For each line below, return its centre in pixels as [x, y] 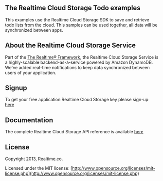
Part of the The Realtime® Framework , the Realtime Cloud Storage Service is [82, 57]
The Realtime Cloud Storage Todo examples [73, 8]
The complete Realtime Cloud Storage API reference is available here [74, 132]
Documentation [29, 120]
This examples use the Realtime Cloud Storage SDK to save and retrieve [77, 19]
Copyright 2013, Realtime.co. [34, 159]
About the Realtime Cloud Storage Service [71, 45]
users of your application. [31, 72]
